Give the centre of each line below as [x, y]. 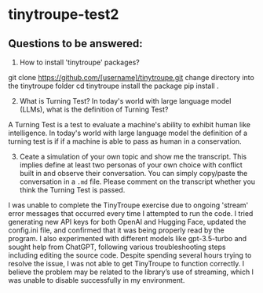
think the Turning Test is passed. [72, 190]
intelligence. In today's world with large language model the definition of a [128, 133]
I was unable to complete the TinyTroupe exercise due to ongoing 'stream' [128, 205]
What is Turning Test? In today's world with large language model [125, 101]
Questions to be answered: [75, 44]
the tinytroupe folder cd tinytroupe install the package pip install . [113, 86]
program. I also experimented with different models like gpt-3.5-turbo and [128, 238]
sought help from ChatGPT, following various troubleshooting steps [117, 247]
